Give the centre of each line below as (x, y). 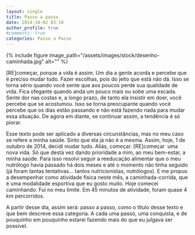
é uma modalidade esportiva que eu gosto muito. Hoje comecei (82, 184)
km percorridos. (25, 196)
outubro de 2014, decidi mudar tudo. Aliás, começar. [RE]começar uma (92, 146)
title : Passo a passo (32, 17)
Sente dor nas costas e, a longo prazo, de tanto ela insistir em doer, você (94, 98)
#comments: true (26, 33)
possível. (17, 226)
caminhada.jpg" (25, 61)
